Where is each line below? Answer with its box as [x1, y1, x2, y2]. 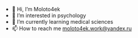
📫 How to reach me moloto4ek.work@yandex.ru [11, 25, 132, 32]
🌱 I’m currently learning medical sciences [11, 18, 114, 25]
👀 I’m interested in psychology [11, 12, 86, 19]
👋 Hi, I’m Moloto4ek [11, 6, 61, 12]
